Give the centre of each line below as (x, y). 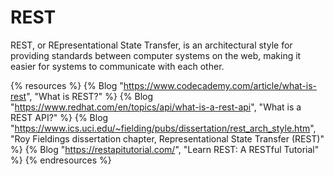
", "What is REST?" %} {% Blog (90, 96)
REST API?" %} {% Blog (59, 117)
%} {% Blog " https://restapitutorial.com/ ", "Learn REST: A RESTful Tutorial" (165, 149)
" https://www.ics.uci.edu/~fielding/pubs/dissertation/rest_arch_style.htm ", (163, 128)
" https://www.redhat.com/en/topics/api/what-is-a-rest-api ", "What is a (156, 107)
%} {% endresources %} (61, 160)
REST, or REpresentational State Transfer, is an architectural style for (151, 45)
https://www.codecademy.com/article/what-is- (220, 85)
